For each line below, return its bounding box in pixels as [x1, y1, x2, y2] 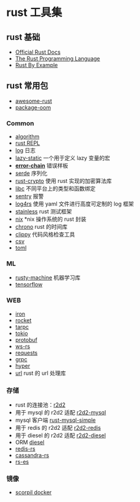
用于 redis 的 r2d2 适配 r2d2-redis [15, 424, 101, 431]
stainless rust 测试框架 [15, 208, 72, 215]
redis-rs [15, 445, 35, 452]
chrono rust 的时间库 [15, 223, 68, 231]
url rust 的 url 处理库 [15, 369, 66, 377]
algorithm [15, 133, 40, 141]
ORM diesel [15, 438, 45, 446]
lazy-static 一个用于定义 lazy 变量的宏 [15, 154, 111, 162]
